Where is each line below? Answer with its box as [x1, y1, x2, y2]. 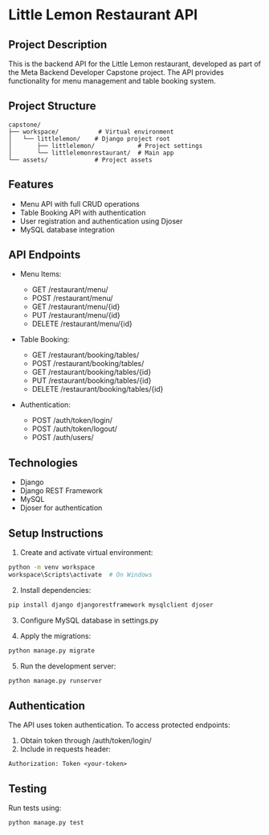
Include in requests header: [19, 744, 111, 754]
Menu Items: [19, 269, 62, 279]
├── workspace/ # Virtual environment [8, 127, 174, 136]
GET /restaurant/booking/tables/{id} [31, 368, 152, 377]
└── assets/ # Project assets [8, 155, 153, 164]
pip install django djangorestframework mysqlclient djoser [8, 601, 214, 609]
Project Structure [8, 99, 96, 113]
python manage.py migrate [8, 646, 95, 655]
